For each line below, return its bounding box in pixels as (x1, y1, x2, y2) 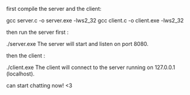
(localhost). (6, 70, 35, 77)
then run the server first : (6, 28, 69, 36)
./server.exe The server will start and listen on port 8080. (6, 41, 149, 47)
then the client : (6, 52, 46, 59)
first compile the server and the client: (6, 5, 102, 12)
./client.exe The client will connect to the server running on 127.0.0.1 (6, 64, 175, 71)
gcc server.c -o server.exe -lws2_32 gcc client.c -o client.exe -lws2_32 (6, 17, 184, 24)
